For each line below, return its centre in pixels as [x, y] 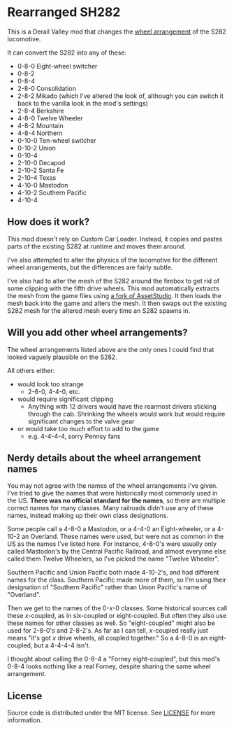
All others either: [31, 370]
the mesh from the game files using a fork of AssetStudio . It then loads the [115, 295]
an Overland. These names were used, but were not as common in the [123, 537]
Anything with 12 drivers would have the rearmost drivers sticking [122, 406]
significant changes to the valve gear [81, 421]
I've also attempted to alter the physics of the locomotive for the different [112, 260]
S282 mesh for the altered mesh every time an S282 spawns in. [99, 310]
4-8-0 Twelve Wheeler [50, 118]
